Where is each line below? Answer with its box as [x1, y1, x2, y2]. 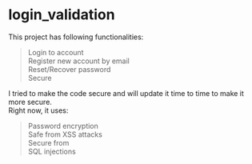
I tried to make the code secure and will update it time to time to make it [8, 88, 244, 98]
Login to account [27, 47, 84, 57]
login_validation [8, 6, 115, 24]
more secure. [8, 97, 52, 106]
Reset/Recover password [27, 64, 111, 74]
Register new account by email [27, 56, 130, 66]
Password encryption [27, 121, 98, 130]
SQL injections [27, 146, 76, 156]
